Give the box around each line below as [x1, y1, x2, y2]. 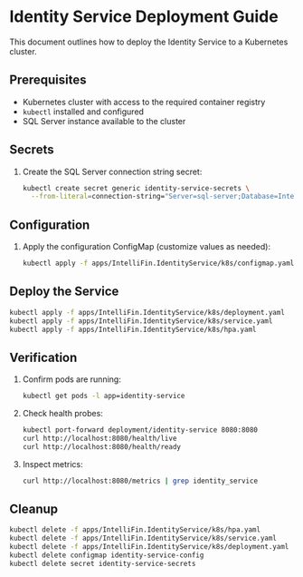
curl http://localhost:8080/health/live [22, 434, 177, 443]
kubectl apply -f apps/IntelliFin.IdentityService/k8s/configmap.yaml [22, 259, 295, 269]
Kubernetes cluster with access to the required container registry [22, 96, 266, 107]
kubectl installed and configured [22, 106, 145, 117]
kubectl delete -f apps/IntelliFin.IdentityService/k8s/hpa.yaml [9, 525, 260, 534]
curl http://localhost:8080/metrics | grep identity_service [22, 476, 259, 485]
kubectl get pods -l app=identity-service [22, 392, 185, 401]
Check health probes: [22, 408, 104, 419]
